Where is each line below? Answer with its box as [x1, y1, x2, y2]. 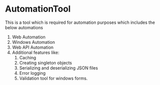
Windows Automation [12, 39, 55, 45]
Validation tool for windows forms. [19, 75, 88, 81]
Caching [19, 54, 36, 60]
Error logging [19, 70, 46, 76]
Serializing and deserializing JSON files [19, 65, 98, 71]
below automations [5, 24, 43, 30]
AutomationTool [5, 3, 71, 15]
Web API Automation [12, 44, 54, 50]
